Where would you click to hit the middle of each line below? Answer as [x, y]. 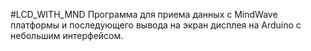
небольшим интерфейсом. [67, 35]
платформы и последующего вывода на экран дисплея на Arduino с [156, 25]
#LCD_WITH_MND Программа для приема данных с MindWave [144, 14]
